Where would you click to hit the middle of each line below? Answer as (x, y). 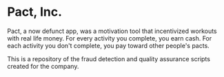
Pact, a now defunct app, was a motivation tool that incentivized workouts (112, 31)
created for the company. (43, 66)
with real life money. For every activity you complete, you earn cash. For (110, 38)
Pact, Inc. (35, 12)
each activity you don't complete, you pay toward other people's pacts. (109, 45)
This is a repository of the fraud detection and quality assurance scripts (109, 58)
